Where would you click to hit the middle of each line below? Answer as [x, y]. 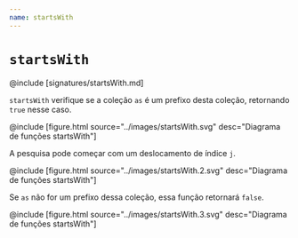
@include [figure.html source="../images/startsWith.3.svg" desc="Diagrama [148, 214]
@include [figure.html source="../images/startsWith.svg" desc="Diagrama [145, 126]
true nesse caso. [40, 109]
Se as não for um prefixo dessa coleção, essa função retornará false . [137, 197]
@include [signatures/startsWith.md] [77, 83]
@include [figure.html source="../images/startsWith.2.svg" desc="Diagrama [148, 171]
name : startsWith [41, 17]
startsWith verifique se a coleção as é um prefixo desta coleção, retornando [149, 99]
